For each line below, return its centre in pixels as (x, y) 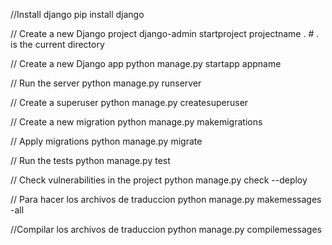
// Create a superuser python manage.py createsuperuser (129, 102)
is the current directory (57, 44)
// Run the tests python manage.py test (90, 160)
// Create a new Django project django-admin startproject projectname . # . (165, 33)
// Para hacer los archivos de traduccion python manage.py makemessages (166, 199)
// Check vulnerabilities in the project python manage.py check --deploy (159, 180)
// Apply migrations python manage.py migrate (106, 141)
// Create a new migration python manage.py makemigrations (136, 122)
